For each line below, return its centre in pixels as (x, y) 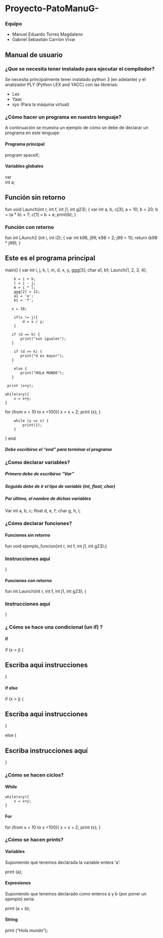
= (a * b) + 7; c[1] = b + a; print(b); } (41, 214)
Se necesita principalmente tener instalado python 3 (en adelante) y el (75, 80)
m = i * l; (25, 287)
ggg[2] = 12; (27, 292)
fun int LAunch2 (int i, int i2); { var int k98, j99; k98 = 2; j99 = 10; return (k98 (81, 238)
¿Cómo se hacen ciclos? (35, 775)
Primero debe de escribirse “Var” (40, 474)
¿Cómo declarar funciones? (38, 524)
